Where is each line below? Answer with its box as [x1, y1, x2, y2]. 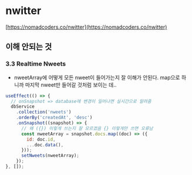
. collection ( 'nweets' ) [16, 109, 72, 115]
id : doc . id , [26, 136, 56, 142]
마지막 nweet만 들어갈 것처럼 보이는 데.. [25, 81, 117, 88]
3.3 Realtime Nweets [5, 60, 66, 68]
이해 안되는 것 [5, 42, 52, 52]
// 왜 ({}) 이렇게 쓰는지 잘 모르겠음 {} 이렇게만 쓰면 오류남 [21, 125, 153, 131]
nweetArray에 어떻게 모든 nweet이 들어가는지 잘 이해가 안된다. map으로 [14, 74, 180, 81]
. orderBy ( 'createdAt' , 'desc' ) [16, 115, 93, 121]
